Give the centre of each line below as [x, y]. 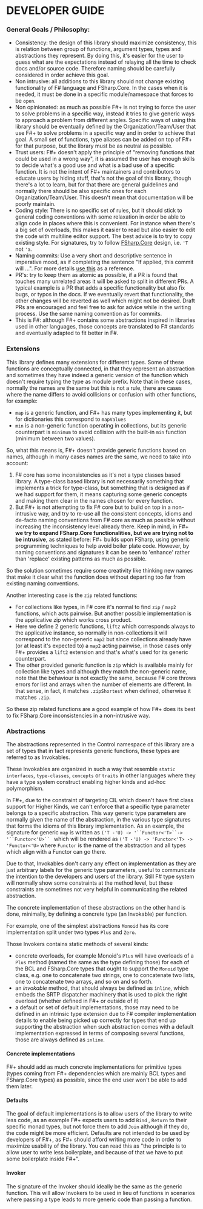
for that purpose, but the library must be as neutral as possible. [94, 146]
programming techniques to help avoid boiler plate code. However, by [102, 546]
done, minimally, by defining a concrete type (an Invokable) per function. [97, 914]
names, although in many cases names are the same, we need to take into [99, 457]
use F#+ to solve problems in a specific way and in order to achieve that [105, 133]
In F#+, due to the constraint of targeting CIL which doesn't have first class [100, 800]
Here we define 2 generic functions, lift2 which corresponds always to [105, 626]
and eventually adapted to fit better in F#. [67, 333]
